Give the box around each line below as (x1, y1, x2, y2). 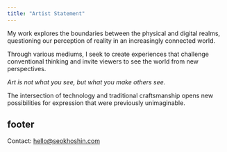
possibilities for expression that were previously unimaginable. (7, 98, 185, 107)
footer (7, 119, 35, 131)
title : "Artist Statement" (7, 10, 85, 17)
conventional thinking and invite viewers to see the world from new (7, 57, 199, 66)
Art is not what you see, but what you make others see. (7, 77, 166, 86)
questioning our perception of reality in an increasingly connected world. (7, 36, 216, 45)
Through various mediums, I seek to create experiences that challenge (7, 50, 210, 58)
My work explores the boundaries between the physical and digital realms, (7, 29, 221, 37)
